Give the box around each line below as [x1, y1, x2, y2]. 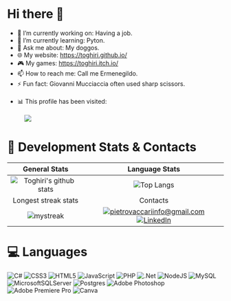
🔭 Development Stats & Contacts [7, 140, 197, 155]
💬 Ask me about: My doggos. [16, 43, 100, 52]
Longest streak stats [12, 195, 79, 205]
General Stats [23, 164, 69, 174]
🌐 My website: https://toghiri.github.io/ [16, 51, 127, 59]
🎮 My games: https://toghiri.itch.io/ [16, 58, 119, 67]
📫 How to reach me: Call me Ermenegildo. [16, 69, 138, 78]
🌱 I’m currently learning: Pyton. [16, 36, 105, 44]
